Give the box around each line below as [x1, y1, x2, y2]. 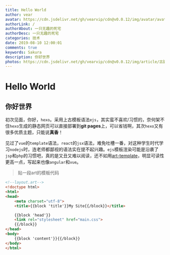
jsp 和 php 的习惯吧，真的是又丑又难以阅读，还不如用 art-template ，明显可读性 [5, 153, 164, 159]
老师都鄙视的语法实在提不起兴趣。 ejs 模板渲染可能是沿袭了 [36, 146, 159, 152]
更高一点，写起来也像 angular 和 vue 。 [5, 159, 81, 165]
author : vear [5, 12, 33, 17]
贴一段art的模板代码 [17, 170, 59, 176]
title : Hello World [5, 7, 47, 13]
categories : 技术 [5, 36, 40, 41]
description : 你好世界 [5, 54, 50, 60]
